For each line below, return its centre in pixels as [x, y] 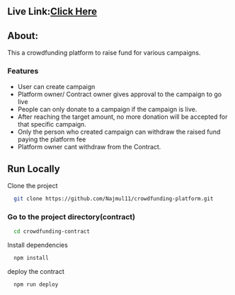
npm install [31, 258]
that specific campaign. [52, 124]
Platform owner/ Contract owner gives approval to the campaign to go [119, 94]
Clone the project [33, 186]
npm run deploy [36, 285]
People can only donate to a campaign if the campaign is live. [107, 109]
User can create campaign [56, 86]
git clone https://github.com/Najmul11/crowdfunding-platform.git [114, 199]
